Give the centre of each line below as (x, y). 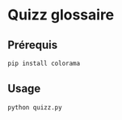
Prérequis (33, 45)
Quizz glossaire (61, 15)
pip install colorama (44, 63)
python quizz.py (35, 107)
